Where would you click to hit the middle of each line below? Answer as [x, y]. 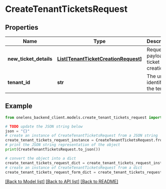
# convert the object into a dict [41, 158]
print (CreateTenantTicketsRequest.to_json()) [53, 149]
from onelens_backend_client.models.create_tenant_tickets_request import [84, 117]
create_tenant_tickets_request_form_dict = [51, 172]
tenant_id [19, 82]
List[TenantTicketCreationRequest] [100, 59]
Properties [22, 27]
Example [19, 106]
